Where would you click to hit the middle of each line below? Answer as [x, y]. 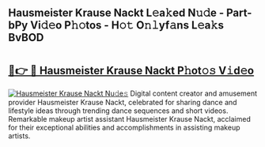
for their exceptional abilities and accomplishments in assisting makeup [124, 127]
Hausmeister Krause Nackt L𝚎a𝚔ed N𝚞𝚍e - [116, 13]
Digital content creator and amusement [194, 93]
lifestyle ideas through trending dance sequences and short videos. [118, 111]
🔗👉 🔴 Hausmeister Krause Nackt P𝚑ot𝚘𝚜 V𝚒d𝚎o [131, 70]
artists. [19, 136]
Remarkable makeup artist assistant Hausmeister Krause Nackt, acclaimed [129, 119]
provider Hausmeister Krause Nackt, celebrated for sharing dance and [123, 102]
